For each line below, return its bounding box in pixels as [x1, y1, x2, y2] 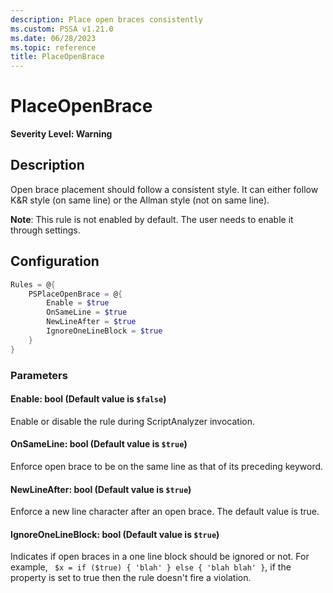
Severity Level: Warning [10, 128, 113, 140]
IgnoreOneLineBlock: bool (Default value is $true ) [10, 528, 220, 540]
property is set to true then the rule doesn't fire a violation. [10, 572, 252, 584]
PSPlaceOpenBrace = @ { [28, 289, 123, 299]
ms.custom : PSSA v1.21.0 [10, 24, 114, 34]
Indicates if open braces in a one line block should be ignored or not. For [10, 551, 310, 563]
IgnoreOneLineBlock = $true [46, 326, 163, 336]
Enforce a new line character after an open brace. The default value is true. [10, 506, 320, 518]
